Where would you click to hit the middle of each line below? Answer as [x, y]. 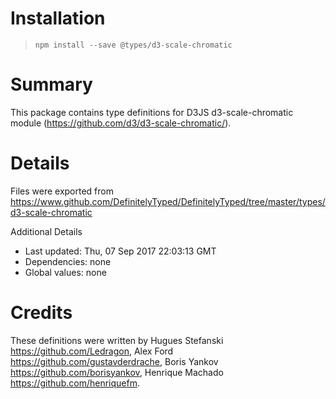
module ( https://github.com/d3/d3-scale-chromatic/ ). [121, 123]
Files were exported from [62, 191]
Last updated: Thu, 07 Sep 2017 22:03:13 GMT [120, 251]
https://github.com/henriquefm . [75, 383]
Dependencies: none [68, 261]
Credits [41, 313]
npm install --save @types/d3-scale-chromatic [133, 45]
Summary [51, 84]
